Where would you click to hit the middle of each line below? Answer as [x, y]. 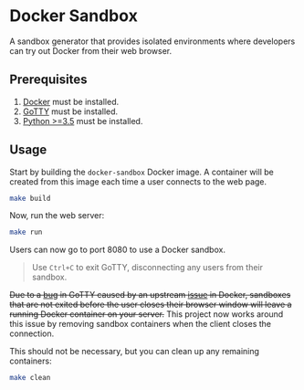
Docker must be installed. [71, 101]
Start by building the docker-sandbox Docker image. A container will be [142, 172]
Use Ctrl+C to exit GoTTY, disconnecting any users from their [147, 268]
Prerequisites [48, 80]
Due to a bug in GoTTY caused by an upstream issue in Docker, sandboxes [150, 295]
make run [26, 232]
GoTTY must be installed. [70, 111]
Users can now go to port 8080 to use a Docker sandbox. [118, 250]
